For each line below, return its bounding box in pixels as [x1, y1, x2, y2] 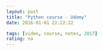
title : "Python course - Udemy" [6, 14, 87, 20]
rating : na [6, 36, 34, 42]
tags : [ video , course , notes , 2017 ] [6, 30, 98, 36]
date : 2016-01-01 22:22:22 [6, 20, 74, 26]
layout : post [6, 8, 39, 15]
